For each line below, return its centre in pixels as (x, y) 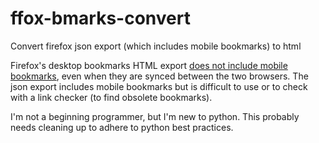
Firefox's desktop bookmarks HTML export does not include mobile (149, 65)
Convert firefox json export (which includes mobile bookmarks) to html (156, 46)
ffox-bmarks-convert (100, 18)
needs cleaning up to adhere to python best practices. (122, 127)
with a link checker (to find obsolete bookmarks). (111, 97)
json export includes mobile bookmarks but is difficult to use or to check (159, 86)
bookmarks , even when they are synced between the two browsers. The (159, 76)
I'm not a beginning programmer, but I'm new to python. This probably (155, 116)
